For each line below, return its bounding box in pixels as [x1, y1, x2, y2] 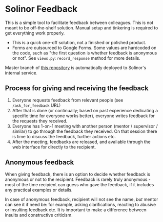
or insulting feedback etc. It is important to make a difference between [5, 207, 146, 213]
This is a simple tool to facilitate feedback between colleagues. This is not [5, 20, 154, 25]
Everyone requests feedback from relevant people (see [12, 97, 123, 103]
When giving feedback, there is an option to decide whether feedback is [5, 171, 150, 177]
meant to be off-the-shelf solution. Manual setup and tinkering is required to [5, 25, 158, 30]
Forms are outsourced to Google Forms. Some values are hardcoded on [12, 45, 157, 50]
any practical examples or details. [5, 187, 73, 193]
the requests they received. [12, 118, 67, 123]
